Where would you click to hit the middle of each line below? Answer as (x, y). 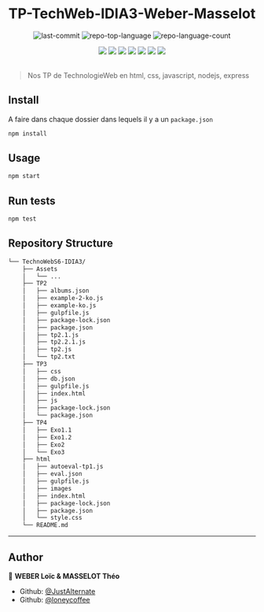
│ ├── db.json (49, 379)
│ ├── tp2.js (47, 350)
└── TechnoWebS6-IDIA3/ (47, 261)
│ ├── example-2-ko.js (63, 299)
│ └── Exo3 (44, 452)
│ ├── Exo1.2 (47, 437)
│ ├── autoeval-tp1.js (63, 467)
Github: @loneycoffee (55, 600)
